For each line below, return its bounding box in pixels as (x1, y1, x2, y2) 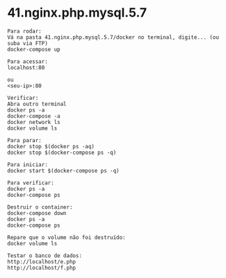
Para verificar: (7, 179, 54, 186)
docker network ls (7, 119, 60, 125)
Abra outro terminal (7, 101, 67, 107)
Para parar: (7, 137, 42, 144)
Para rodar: (7, 28, 42, 35)
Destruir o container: (7, 203, 73, 211)
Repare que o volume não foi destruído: (7, 234, 127, 241)
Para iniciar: (7, 161, 49, 168)
